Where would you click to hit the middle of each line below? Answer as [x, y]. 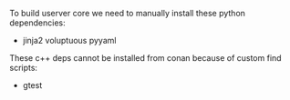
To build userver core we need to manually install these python [128, 13]
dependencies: [37, 23]
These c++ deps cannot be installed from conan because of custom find [145, 58]
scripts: [24, 68]
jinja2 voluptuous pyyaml [69, 40]
